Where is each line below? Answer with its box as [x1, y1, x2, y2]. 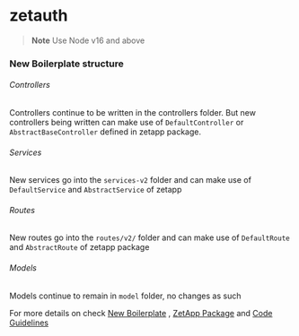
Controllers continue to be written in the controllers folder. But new [9, 108, 256, 118]
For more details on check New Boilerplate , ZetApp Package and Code [9, 307, 273, 318]
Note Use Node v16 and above [31, 35, 145, 46]
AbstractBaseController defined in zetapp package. [9, 126, 202, 137]
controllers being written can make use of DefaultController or [9, 117, 244, 128]
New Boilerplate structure [9, 57, 124, 70]
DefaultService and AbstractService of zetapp [9, 185, 182, 195]
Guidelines [9, 317, 49, 328]
